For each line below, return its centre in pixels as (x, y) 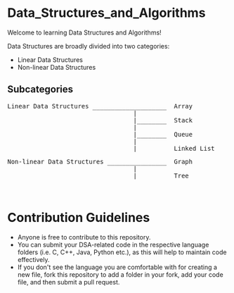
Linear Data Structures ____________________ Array (100, 106)
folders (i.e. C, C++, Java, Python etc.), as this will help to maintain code (122, 252)
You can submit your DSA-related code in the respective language (113, 244)
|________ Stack (163, 120)
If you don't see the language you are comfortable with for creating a (117, 267)
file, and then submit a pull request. (69, 282)
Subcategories (40, 89)
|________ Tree (161, 175)
